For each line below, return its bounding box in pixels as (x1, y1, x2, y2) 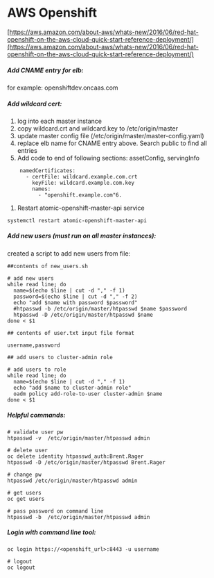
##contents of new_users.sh (7, 263, 89, 270)
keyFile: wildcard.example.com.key (32, 179, 135, 186)
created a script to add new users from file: (7, 249, 131, 258)
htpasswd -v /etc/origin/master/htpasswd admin (7, 434, 150, 442)
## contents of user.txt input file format (7, 329, 135, 336)
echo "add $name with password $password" (13, 299, 138, 306)
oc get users (7, 495, 45, 502)
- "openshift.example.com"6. (37, 191, 123, 199)
